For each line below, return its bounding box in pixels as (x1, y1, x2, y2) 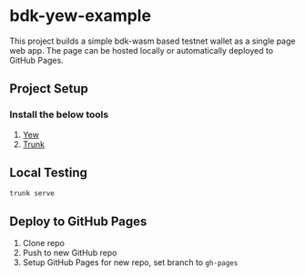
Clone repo (22, 238, 66, 249)
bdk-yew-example (9, 5, 152, 26)
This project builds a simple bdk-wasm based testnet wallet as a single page (9, 35, 296, 46)
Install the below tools (9, 108, 109, 121)
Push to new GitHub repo (22, 247, 117, 259)
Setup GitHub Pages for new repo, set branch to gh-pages (22, 257, 239, 268)
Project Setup (9, 81, 89, 96)
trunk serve (9, 189, 55, 198)
